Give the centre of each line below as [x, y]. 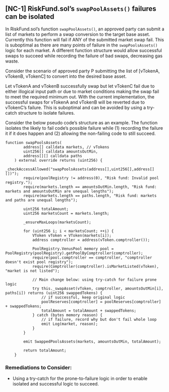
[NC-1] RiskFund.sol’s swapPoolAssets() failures [81, 9]
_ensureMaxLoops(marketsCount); [58, 222]
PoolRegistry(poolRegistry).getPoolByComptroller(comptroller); [74, 253]
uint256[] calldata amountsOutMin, [61, 152]
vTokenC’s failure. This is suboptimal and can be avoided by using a [76, 107]
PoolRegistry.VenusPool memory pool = [73, 249]
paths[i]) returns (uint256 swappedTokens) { [54, 293]
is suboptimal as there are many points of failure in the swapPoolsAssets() [81, 45]
